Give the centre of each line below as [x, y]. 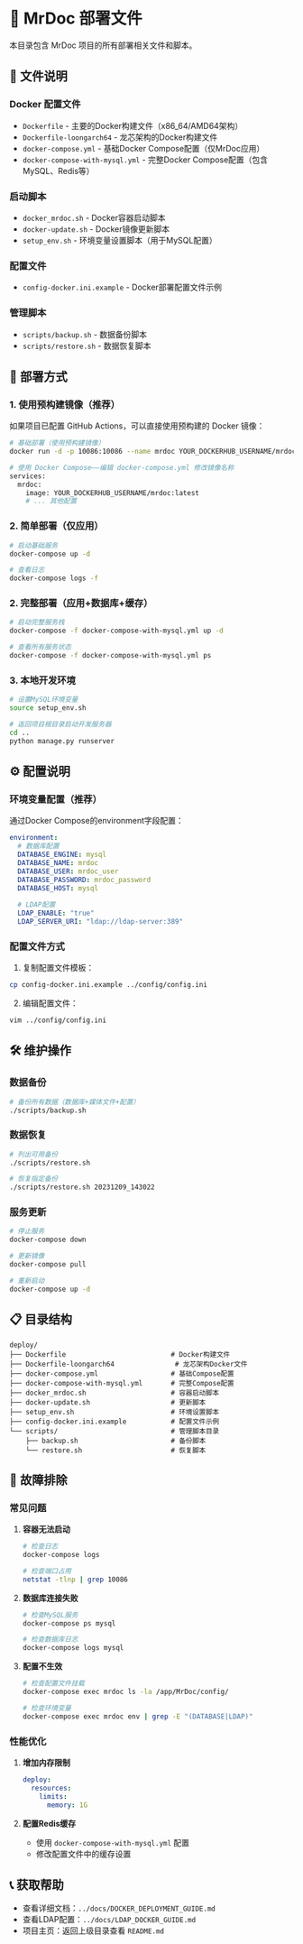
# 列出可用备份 [34, 1154]
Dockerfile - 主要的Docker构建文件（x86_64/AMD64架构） [133, 125]
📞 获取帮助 [37, 1885]
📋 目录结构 [41, 1319]
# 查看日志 [27, 570]
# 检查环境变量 [47, 1708]
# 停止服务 [27, 1231]
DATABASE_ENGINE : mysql [62, 855]
